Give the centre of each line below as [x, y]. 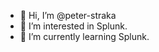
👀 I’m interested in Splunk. [73, 26]
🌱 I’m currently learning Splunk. [84, 36]
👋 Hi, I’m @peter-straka [68, 15]
